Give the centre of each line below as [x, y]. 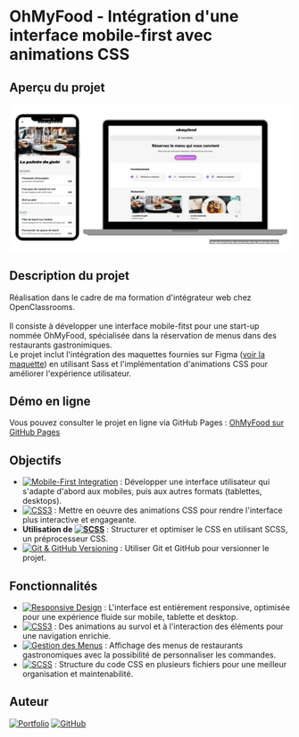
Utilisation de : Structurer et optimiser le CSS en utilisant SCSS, [155, 530]
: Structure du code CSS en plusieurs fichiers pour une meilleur [170, 665]
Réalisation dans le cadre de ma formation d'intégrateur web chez [130, 297]
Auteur [29, 702]
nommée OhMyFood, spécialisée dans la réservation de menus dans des [143, 335]
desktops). [42, 501]
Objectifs [36, 461]
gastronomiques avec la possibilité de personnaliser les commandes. [149, 655]
